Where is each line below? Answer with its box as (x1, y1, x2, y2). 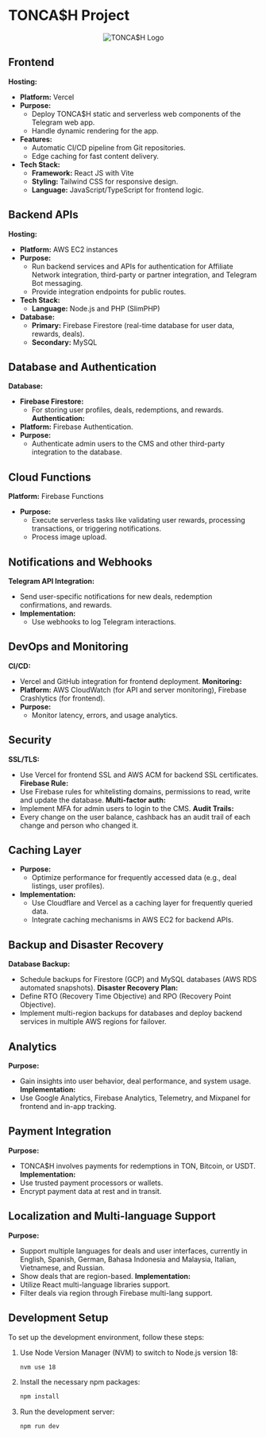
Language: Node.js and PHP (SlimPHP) (31, 303, 160, 313)
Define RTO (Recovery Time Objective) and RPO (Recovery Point (19, 991, 232, 1001)
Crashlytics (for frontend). (19, 693, 106, 703)
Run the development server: (19, 1407, 115, 1416)
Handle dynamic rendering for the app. (31, 126, 159, 135)
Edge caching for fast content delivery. (31, 151, 159, 160)
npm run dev (19, 1423, 60, 1431)
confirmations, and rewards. (19, 601, 113, 609)
